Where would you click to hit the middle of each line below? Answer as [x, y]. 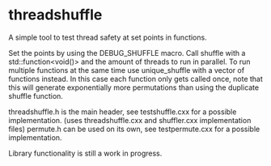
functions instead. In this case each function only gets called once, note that [135, 79]
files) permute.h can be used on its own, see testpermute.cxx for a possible [134, 129]
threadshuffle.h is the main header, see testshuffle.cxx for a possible [123, 112]
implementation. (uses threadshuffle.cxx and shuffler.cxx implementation [130, 120]
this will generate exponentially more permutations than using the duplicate [134, 87]
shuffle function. [36, 96]
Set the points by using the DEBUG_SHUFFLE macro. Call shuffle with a [127, 53]
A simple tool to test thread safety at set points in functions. [108, 37]
